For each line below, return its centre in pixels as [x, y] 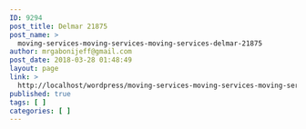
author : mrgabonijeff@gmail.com [71, 52]
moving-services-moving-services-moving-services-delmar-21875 [140, 43]
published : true [40, 94]
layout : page [34, 69]
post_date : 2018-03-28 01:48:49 [71, 60]
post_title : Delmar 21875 [58, 26]
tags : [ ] [28, 102]
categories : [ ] [40, 111]
